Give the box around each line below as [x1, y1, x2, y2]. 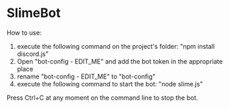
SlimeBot [6, 5, 61, 21]
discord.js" [16, 50, 49, 58]
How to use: [6, 28, 42, 37]
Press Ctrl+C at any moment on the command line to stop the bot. [6, 93, 199, 102]
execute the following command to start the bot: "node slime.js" [16, 79, 203, 88]
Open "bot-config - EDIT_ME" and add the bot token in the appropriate [16, 57, 224, 65]
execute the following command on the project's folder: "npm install [16, 42, 215, 50]
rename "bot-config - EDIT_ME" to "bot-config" [16, 72, 156, 81]
